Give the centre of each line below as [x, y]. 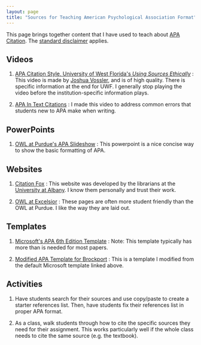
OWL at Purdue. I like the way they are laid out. [72, 207]
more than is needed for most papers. [62, 247]
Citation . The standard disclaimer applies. [57, 41]
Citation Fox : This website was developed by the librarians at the [95, 184]
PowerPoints [31, 129]
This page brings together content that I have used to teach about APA [93, 34]
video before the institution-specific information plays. [82, 93]
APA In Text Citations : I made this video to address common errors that [103, 105]
